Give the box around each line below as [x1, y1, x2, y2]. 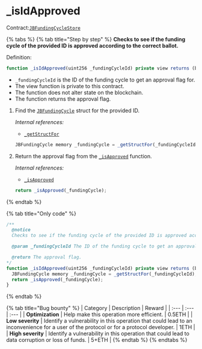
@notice [11, 227, 31, 233]
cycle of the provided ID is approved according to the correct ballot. [6, 42, 179, 49]
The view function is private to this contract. [14, 82, 124, 89]
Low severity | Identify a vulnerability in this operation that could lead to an [6, 317, 192, 324]
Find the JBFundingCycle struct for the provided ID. [14, 107, 140, 114]
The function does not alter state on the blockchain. [14, 89, 143, 96]
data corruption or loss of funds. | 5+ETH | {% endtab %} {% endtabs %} [6, 336, 188, 344]
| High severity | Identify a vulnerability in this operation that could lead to [6, 330, 189, 337]
